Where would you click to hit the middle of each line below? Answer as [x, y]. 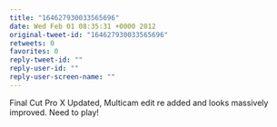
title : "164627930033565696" [64, 18]
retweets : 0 [32, 43]
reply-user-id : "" [44, 69]
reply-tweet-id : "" [46, 60]
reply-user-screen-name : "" [63, 77]
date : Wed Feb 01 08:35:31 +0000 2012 [83, 26]
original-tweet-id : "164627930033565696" [89, 34]
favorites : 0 [34, 52]
